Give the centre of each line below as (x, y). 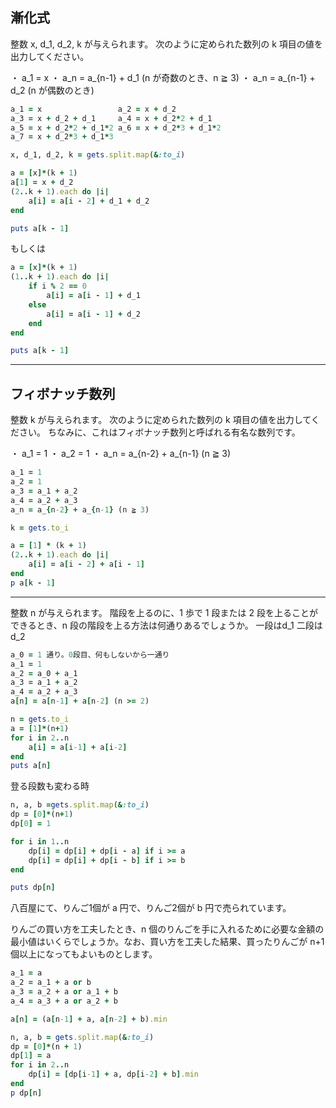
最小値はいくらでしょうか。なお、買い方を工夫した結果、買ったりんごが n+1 (167, 942)
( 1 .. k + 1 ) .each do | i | (60, 277)
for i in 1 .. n (40, 841)
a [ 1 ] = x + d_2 (42, 183)
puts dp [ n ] (33, 888)
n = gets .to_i (40, 719)
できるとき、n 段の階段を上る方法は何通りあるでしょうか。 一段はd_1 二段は (166, 625)
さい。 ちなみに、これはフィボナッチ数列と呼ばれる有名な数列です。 (159, 432)
